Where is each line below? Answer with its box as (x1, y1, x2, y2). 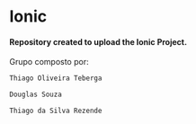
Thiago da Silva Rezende (9, 106, 102, 116)
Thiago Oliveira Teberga (9, 74, 102, 83)
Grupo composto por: (9, 57, 89, 67)
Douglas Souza (9, 90, 63, 100)
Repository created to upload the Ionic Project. (9, 36, 187, 47)
